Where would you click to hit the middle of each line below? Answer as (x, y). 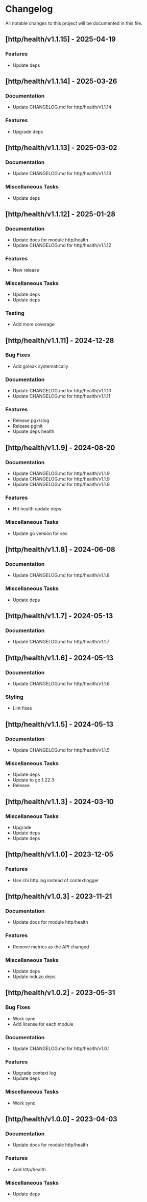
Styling (15, 697)
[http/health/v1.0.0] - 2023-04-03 (61, 1119)
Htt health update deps (37, 509)
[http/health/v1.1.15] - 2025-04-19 (60, 39)
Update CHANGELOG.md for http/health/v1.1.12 (62, 245)
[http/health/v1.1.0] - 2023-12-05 (59, 855)
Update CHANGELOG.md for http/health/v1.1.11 (62, 396)
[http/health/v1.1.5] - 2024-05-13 (59, 724)
